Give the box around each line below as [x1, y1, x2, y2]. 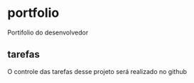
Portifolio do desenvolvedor [7, 28, 89, 37]
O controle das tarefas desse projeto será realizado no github [7, 67, 187, 75]
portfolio [7, 5, 60, 21]
